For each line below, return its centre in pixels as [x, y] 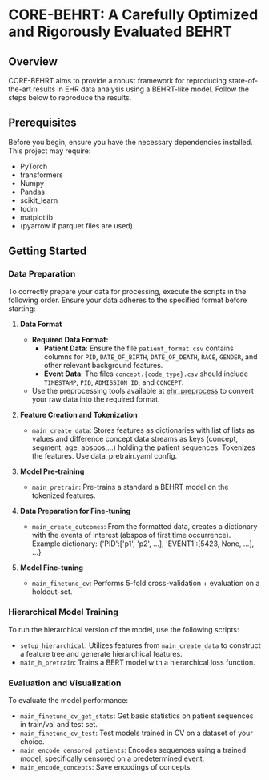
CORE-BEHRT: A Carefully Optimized [133, 15]
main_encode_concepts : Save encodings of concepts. [106, 767]
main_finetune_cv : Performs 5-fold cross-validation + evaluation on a [146, 583]
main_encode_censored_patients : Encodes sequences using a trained [133, 750]
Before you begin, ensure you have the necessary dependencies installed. [131, 142]
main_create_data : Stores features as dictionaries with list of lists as [143, 430]
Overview [33, 61]
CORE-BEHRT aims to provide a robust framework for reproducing [117, 81]
